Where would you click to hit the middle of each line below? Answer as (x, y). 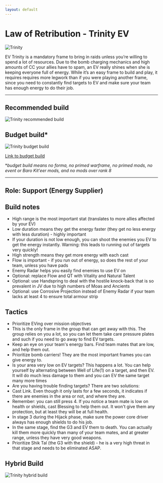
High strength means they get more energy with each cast (70, 255)
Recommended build (37, 108)
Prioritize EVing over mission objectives (51, 324)
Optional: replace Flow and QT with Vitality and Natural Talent (73, 276)
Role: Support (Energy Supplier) (54, 191)
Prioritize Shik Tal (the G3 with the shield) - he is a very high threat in (81, 443)
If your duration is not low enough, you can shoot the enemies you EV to (84, 240)
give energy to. (27, 360)
